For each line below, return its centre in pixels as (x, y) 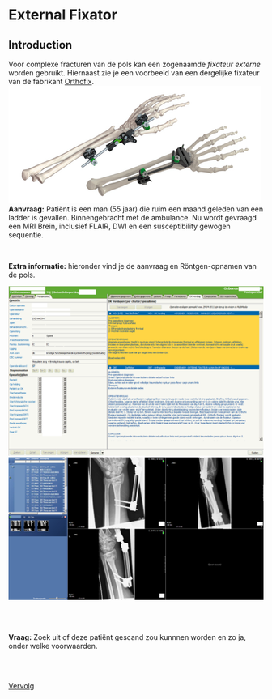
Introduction (40, 45)
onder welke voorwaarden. (53, 646)
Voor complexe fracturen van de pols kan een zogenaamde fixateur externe (135, 64)
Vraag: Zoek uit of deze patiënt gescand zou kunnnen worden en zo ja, (127, 637)
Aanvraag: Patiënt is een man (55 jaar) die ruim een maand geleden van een (136, 209)
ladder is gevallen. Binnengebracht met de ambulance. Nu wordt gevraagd (133, 217)
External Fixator (63, 15)
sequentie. (26, 235)
